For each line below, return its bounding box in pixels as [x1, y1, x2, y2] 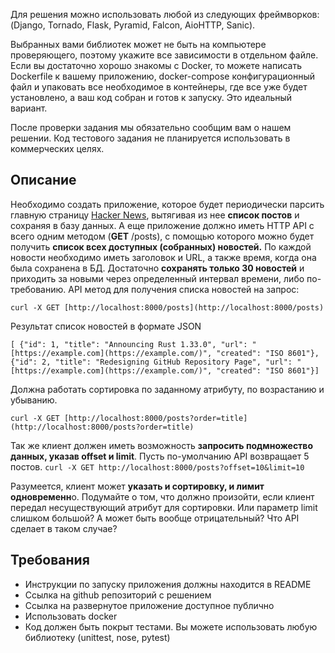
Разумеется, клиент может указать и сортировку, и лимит [10, 480, 265, 492]
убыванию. [10, 394, 58, 406]
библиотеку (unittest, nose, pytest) [24, 631, 171, 643]
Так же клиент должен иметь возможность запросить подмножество [10, 439, 314, 451]
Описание [10, 172, 77, 189]
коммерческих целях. [10, 143, 105, 154]
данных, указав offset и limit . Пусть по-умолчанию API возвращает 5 [10, 450, 310, 462]
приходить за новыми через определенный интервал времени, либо [10, 272, 305, 284]
